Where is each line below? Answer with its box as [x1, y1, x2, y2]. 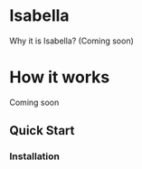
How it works [9, 67, 110, 88]
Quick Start [9, 123, 75, 138]
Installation [9, 150, 61, 163]
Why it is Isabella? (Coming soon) [9, 35, 134, 46]
